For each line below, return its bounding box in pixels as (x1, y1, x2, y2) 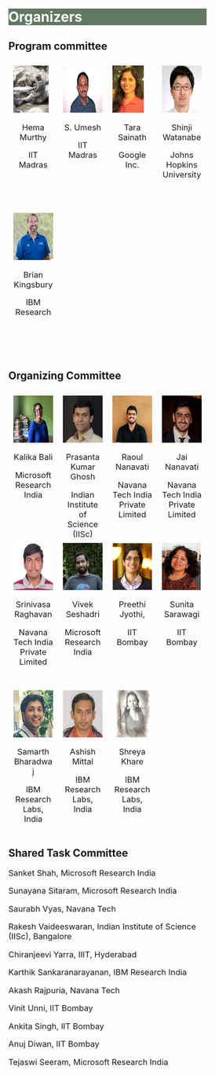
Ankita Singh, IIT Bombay (8, 1021, 105, 1032)
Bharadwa (13, 756, 53, 767)
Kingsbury (13, 279, 53, 290)
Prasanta (65, 452, 100, 463)
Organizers (8, 8, 83, 26)
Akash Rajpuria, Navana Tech (8, 985, 121, 996)
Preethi (118, 599, 146, 610)
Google (118, 149, 147, 160)
